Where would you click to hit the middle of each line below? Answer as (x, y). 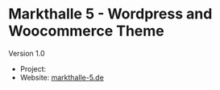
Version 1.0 (27, 53)
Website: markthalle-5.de (62, 77)
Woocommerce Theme (86, 31)
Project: (33, 68)
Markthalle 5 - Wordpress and (110, 14)
